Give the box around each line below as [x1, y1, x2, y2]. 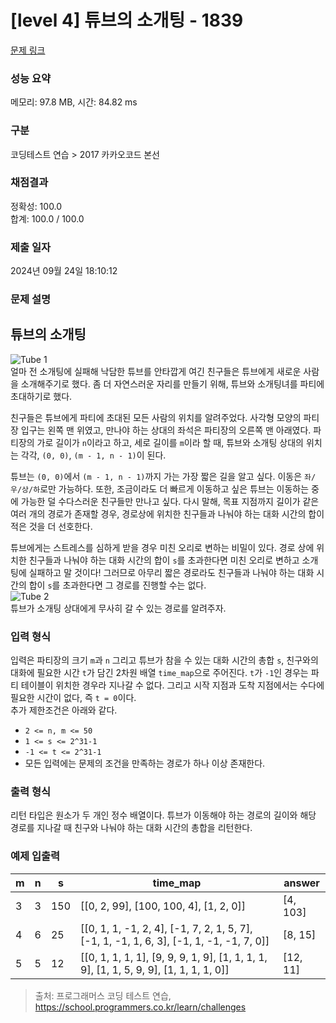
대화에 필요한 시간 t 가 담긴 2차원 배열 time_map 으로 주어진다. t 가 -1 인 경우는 [10, 667, 309, 679]
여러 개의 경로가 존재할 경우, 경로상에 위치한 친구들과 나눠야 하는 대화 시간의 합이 [10, 507, 325, 520]
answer [283, 876, 320, 890]
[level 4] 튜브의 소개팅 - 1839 [10, 9, 244, 32]
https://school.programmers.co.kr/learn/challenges [34, 1001, 247, 1013]
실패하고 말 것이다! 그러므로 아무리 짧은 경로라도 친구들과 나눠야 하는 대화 [28, 566, 315, 578]
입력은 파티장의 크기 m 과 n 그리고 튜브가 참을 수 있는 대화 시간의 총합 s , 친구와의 [10, 654, 319, 666]
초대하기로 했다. [10, 390, 73, 402]
